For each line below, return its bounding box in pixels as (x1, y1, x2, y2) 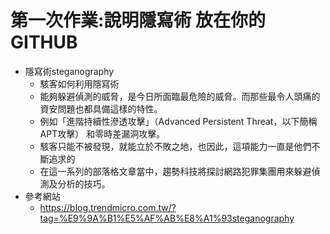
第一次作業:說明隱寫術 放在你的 (10, 9, 266, 32)
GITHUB (10, 31, 78, 54)
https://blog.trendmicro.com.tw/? (39, 201, 177, 213)
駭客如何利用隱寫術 (39, 77, 120, 90)
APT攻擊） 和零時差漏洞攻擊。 (39, 127, 166, 140)
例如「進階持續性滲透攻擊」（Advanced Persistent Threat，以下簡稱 (39, 115, 318, 127)
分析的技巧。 (57, 177, 111, 190)
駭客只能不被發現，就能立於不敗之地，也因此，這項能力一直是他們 (39, 140, 312, 152)
